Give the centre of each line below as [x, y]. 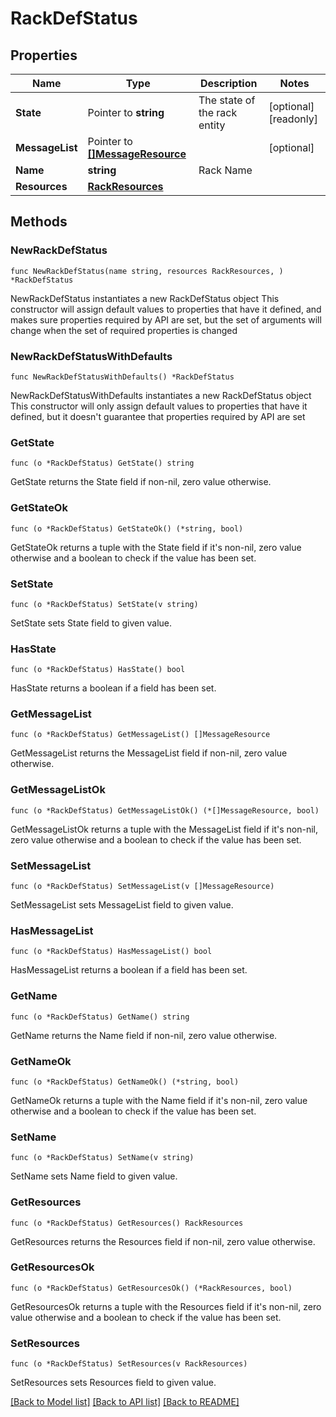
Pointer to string [126, 112]
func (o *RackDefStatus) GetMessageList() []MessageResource [140, 735]
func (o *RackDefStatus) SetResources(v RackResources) [129, 1364]
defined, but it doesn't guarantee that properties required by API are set [158, 416]
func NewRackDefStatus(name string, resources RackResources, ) [147, 271]
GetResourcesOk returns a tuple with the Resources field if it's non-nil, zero [166, 1306]
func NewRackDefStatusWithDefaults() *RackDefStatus [122, 377]
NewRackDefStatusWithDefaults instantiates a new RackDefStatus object [161, 395]
